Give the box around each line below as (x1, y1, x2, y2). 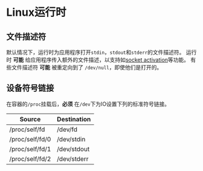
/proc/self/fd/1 (9, 144, 51, 153)
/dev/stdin (57, 135, 86, 143)
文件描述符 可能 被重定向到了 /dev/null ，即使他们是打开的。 (11, 64, 163, 71)
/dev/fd (57, 125, 77, 134)
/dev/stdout (57, 144, 90, 153)
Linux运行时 (6, 5, 66, 19)
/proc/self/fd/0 (9, 135, 51, 143)
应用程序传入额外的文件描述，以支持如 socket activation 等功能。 (30, 56, 189, 63)
